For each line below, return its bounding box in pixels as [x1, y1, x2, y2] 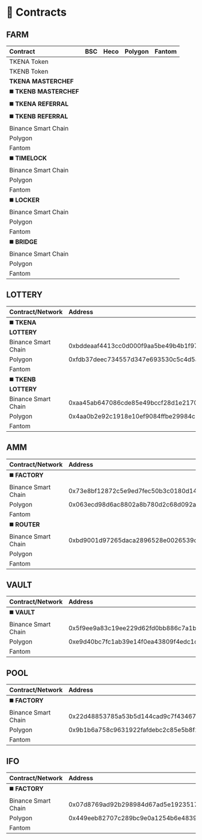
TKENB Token [9, 68, 49, 75]
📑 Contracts [6, 5, 67, 19]
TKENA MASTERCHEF [9, 77, 74, 85]
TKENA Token [9, 57, 49, 66]
